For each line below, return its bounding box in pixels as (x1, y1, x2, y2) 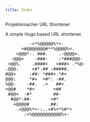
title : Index (5, 7, 33, 13)
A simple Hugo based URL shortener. (5, 31, 82, 37)
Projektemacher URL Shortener (5, 21, 70, 27)
